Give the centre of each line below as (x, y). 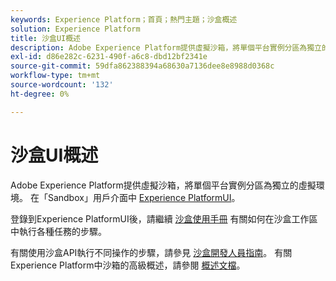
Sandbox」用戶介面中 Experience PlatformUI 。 (144, 197)
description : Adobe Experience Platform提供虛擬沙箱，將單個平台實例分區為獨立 (166, 47)
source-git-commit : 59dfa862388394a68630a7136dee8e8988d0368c (142, 66)
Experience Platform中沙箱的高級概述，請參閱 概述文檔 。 (128, 265)
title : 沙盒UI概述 (46, 38)
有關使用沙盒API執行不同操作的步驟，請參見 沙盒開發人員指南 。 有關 (151, 252)
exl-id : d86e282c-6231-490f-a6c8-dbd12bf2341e (109, 57)
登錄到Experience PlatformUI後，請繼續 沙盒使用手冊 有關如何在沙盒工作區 (164, 218)
